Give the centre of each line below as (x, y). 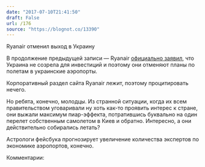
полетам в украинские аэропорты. (52, 72)
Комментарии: (25, 158)
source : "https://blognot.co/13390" (53, 29)
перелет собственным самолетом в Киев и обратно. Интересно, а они (99, 121)
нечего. (16, 90)
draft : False (23, 18)
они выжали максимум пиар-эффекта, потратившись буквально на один (102, 114)
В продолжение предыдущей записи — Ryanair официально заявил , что (100, 58)
